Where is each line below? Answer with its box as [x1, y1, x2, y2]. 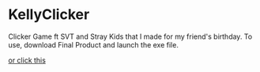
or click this [8, 55, 46, 65]
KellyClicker [8, 6, 90, 24]
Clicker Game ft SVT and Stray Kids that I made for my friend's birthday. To [8, 32, 253, 41]
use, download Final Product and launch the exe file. [8, 40, 179, 49]
